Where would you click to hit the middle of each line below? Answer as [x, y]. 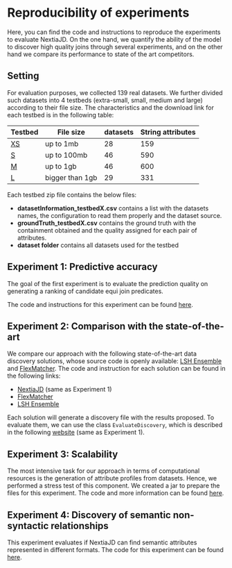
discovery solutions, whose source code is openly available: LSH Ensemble [115, 361]
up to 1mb [62, 144]
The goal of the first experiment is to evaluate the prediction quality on [108, 283]
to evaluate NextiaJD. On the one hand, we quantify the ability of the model [114, 39]
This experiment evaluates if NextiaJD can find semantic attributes [102, 542]
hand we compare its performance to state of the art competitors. [101, 54]
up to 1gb [61, 166]
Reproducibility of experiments [98, 13]
